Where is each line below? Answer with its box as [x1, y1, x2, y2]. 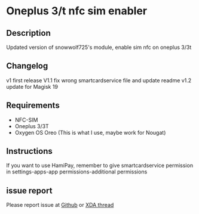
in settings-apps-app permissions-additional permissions [6, 168, 148, 175]
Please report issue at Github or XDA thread [6, 201, 114, 209]
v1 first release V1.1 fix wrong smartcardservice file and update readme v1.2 [6, 76, 192, 84]
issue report [6, 185, 53, 196]
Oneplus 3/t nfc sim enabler [6, 4, 148, 18]
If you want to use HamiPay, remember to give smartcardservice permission [6, 162, 193, 169]
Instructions [6, 146, 53, 156]
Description [6, 28, 51, 38]
